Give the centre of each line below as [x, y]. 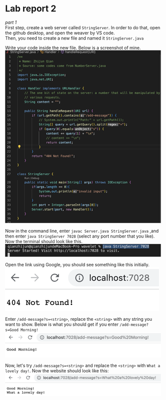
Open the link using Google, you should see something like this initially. [77, 265]
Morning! [29, 330]
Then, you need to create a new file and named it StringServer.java [75, 38]
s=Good [12, 330]
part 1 [11, 22]
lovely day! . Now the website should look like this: [57, 371]
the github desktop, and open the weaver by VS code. [60, 33]
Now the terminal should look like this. [44, 242]
